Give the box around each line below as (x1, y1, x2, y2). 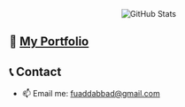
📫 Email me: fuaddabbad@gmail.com (21, 88, 161, 99)
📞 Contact (9, 64, 62, 79)
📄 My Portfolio (9, 34, 89, 50)
